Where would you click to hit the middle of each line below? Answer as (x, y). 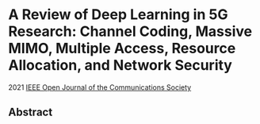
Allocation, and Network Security (120, 66)
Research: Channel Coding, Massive (130, 31)
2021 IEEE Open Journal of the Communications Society (100, 87)
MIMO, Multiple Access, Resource (122, 48)
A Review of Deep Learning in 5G (118, 15)
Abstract (31, 112)
